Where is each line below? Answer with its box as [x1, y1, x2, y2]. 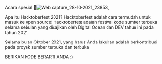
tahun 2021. [5, 30, 29, 35]
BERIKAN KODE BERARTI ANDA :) [5, 54, 73, 60]
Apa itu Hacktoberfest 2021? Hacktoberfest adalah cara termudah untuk [5, 14, 151, 20]
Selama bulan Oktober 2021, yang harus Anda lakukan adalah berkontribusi [5, 39, 158, 45]
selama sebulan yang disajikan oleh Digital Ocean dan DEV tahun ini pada [5, 24, 154, 30]
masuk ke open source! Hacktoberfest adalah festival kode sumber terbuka [5, 20, 158, 25]
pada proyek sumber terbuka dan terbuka [5, 44, 89, 50]
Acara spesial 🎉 [5, 5, 37, 10]
